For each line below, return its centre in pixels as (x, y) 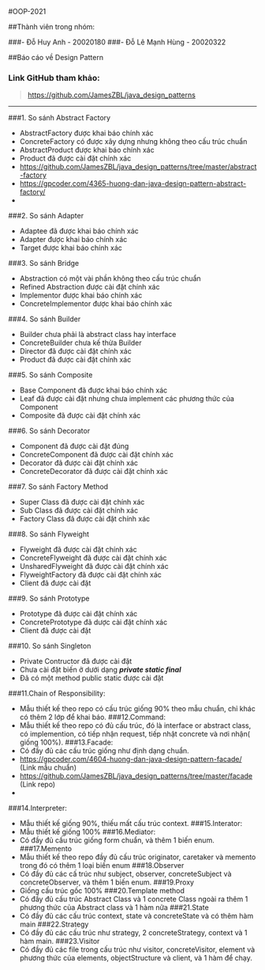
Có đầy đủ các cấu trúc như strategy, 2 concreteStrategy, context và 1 (133, 933)
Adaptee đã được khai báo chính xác (79, 231)
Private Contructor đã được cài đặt (76, 661)
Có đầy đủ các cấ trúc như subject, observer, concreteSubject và (125, 874)
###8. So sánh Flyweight (49, 534)
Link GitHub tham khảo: (54, 78)
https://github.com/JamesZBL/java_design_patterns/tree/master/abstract (138, 167)
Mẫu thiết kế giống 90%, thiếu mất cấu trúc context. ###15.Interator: (131, 824)
